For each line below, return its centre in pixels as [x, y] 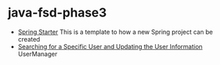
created [29, 39]
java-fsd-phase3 [57, 13]
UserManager [37, 54]
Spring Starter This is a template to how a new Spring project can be [115, 32]
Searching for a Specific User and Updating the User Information [110, 46]
